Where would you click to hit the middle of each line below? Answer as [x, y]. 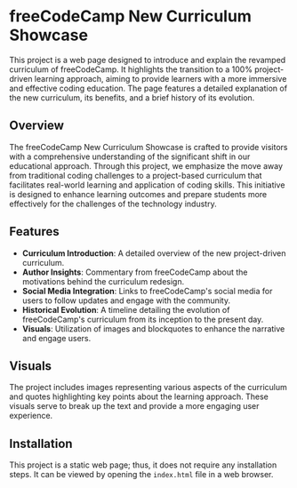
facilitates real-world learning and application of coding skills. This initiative [147, 185]
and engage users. [56, 338]
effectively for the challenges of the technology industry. [113, 204]
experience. [31, 416]
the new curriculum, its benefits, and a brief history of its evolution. [132, 97]
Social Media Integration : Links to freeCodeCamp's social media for [147, 291]
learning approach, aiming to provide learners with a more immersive [161, 78]
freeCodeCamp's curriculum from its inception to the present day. [143, 319]
